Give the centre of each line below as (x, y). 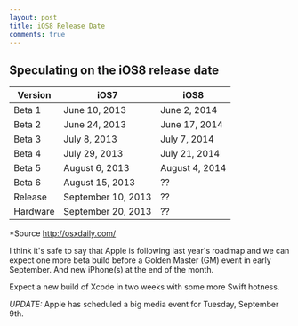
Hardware (34, 212)
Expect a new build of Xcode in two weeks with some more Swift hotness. (145, 287)
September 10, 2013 (108, 197)
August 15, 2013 (100, 183)
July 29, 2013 (93, 154)
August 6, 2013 (97, 168)
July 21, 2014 (190, 154)
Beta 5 (28, 168)
